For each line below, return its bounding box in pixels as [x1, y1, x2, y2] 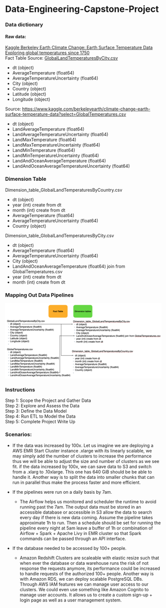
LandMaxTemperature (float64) [12, 137, 77, 143]
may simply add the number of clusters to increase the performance [12, 453, 152, 459]
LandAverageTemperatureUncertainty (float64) [12, 132, 109, 138]
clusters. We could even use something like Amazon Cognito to [19, 586, 149, 592]
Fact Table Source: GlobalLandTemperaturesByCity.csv [5, 55, 118, 61]
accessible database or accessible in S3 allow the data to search [19, 509, 152, 515]
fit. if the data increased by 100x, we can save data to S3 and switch [12, 463, 152, 469]
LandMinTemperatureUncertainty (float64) [12, 152, 99, 158]
